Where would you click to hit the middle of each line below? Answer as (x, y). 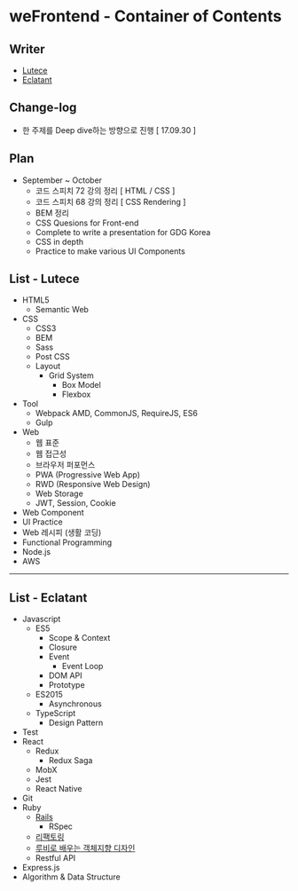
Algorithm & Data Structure (71, 877)
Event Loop (82, 666)
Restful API (55, 858)
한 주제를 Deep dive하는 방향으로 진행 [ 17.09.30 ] (109, 130)
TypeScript (55, 714)
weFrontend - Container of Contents (145, 16)
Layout (48, 367)
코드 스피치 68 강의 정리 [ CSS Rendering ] (110, 201)
